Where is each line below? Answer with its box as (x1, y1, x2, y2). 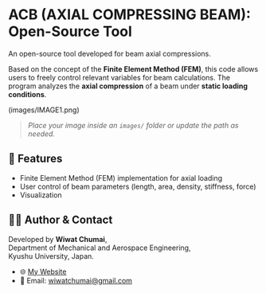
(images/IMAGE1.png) (8, 105, 80, 115)
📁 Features (8, 152, 63, 166)
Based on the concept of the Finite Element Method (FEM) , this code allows (8, 64, 259, 73)
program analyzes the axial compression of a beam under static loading (8, 81, 248, 91)
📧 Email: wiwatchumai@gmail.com (19, 275, 133, 285)
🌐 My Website (19, 267, 67, 276)
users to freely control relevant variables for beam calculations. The (8, 72, 231, 82)
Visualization (19, 189, 62, 200)
